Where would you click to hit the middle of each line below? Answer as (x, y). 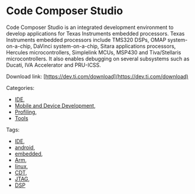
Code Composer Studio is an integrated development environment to (90, 27)
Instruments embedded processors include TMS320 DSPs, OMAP (86, 40)
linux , (21, 166)
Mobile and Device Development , (55, 105)
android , (25, 147)
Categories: (20, 88)
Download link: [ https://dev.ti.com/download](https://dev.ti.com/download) (97, 76)
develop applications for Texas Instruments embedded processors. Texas (95, 33)
